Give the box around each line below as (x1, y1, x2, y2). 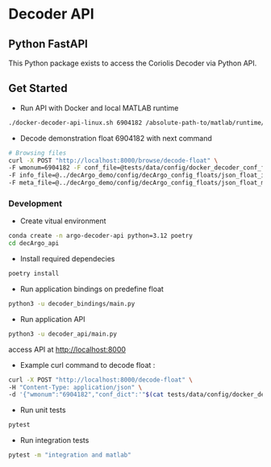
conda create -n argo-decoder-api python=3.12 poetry (8, 231, 194, 240)
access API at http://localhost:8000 (8, 344, 127, 354)
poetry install (8, 269, 60, 278)
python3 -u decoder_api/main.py (8, 330, 117, 338)
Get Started (8, 81, 68, 95)
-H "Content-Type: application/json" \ (8, 383, 143, 391)
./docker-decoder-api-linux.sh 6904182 (8, 119, 143, 127)
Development (8, 198, 63, 209)
